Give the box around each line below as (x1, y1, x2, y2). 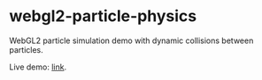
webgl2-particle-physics (9, 6, 197, 26)
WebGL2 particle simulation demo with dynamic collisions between (9, 35, 254, 46)
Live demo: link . (9, 62, 67, 72)
